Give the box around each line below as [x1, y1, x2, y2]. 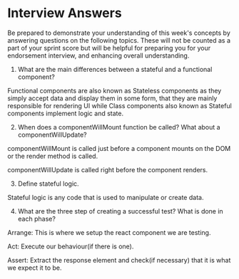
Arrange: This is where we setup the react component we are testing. [7, 228, 211, 236]
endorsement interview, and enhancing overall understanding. [7, 51, 190, 60]
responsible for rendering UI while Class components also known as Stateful [7, 101, 232, 110]
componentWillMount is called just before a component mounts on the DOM [7, 144, 231, 152]
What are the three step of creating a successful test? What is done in [17, 206, 223, 215]
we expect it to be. [7, 263, 62, 272]
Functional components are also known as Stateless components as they [7, 86, 222, 95]
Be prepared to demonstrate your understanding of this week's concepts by [7, 28, 230, 37]
